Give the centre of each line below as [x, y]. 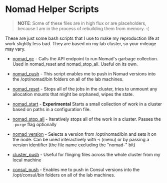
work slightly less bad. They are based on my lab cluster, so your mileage [81, 43]
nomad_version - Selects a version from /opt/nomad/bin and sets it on [84, 134]
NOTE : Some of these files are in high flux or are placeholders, [82, 23]
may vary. [15, 49]
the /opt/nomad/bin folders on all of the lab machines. [68, 79]
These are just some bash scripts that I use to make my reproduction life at [82, 38]
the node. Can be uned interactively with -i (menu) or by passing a [81, 139]
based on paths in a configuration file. [51, 109]
